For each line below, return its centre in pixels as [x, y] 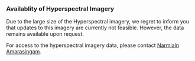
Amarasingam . [24, 52]
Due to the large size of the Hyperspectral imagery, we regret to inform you [97, 22]
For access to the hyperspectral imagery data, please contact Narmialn [92, 45]
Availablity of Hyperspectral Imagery [60, 9]
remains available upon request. [45, 34]
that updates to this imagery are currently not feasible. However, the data [95, 28]
